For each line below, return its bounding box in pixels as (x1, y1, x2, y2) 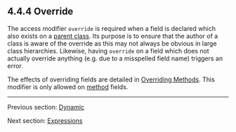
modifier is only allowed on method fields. (7, 82, 129, 91)
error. (7, 61, 23, 70)
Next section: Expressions (7, 116, 83, 125)
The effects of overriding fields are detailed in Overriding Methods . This (7, 75, 216, 84)
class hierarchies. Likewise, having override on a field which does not (7, 46, 209, 55)
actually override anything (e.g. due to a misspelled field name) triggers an (7, 54, 223, 62)
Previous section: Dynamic (7, 103, 85, 111)
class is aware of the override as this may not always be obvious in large (7, 39, 217, 48)
